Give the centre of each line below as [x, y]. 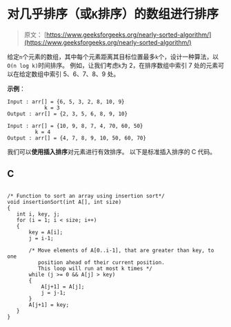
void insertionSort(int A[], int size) [64, 202]
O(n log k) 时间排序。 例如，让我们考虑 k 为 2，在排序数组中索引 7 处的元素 [113, 65]
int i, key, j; [38, 214]
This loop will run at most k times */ [95, 268]
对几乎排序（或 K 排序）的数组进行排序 [113, 14]
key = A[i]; [46, 232]
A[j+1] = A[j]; [63, 287]
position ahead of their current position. [101, 262]
